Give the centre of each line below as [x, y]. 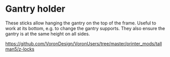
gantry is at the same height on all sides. [48, 34]
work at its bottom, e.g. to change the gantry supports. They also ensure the [85, 28]
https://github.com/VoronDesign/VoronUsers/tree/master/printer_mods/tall [83, 43]
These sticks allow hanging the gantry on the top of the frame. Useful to [81, 23]
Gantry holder [35, 9]
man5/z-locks [20, 49]
